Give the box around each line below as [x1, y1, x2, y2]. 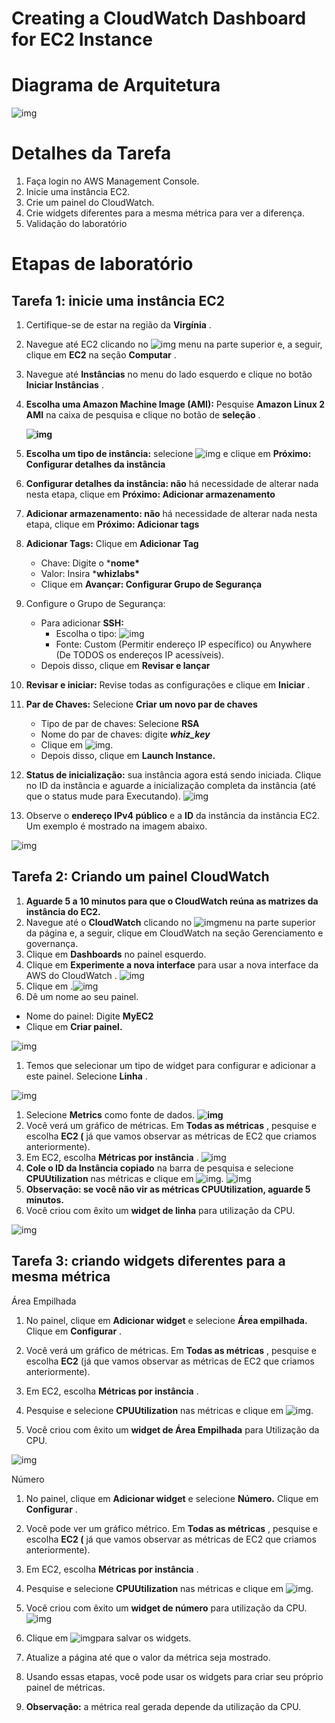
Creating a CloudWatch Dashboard [11, 7, 307, 30]
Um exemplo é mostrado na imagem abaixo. [25, 820, 208, 832]
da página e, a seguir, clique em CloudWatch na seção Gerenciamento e [25, 927, 324, 939]
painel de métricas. [25, 1681, 106, 1693]
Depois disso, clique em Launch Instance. [40, 750, 216, 762]
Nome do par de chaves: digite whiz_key [40, 728, 211, 741]
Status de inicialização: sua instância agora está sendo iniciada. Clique [25, 769, 322, 781]
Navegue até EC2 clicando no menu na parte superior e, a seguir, [25, 338, 323, 351]
